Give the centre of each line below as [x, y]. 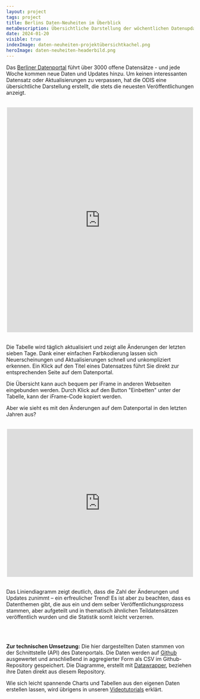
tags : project [24, 17]
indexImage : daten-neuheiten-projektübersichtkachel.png [78, 45]
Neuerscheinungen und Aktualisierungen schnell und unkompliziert [89, 359]
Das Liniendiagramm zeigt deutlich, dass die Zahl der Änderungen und [93, 591]
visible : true [24, 39]
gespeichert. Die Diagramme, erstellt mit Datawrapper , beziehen [112, 665]
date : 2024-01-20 [28, 34]
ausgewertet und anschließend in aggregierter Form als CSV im [84, 659]
